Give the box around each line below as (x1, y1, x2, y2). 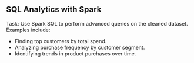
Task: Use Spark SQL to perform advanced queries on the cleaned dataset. (6, 20, 188, 27)
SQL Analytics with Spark (6, 5, 102, 15)
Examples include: (6, 26, 51, 33)
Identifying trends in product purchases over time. (14, 50, 136, 57)
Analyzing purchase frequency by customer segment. (14, 44, 145, 51)
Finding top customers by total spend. (14, 37, 107, 44)
